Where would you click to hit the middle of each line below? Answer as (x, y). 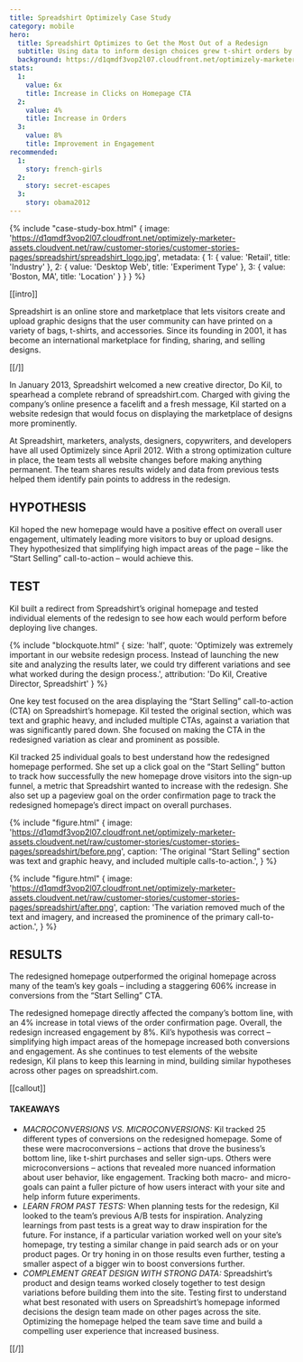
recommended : (34, 152)
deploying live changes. (53, 627)
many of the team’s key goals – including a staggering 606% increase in (143, 986)
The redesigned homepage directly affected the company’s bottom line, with (151, 1013)
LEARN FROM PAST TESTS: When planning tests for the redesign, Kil (151, 1206)
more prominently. (43, 423)
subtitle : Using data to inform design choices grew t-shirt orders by (155, 52)
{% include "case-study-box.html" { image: (90, 228)
